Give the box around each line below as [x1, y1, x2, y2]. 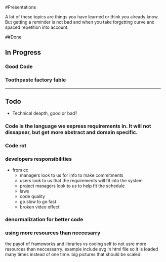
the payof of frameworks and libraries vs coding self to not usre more [5, 241, 147, 247]
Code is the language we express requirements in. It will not [5, 123, 152, 130]
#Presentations [5, 4, 36, 10]
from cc [12, 167, 29, 173]
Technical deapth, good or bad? [12, 110, 78, 116]
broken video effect [19, 203, 60, 210]
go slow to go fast [19, 198, 57, 204]
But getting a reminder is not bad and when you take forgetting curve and [5, 19, 155, 25]
